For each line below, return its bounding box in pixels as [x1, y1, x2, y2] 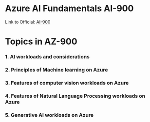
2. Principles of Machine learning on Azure [5, 66, 108, 73]
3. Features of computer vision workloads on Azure [5, 79, 129, 86]
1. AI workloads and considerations [5, 53, 90, 60]
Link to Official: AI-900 [5, 19, 51, 25]
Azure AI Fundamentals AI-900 [5, 3, 134, 14]
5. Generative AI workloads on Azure [5, 111, 94, 118]
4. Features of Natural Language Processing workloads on [5, 92, 146, 99]
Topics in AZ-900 [5, 36, 77, 47]
